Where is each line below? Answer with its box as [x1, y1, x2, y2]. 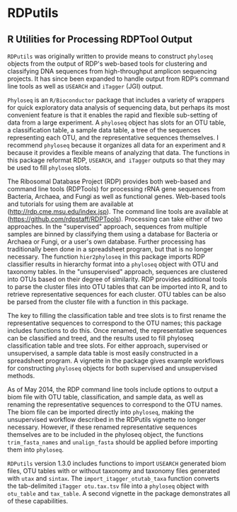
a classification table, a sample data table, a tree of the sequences [7, 126, 201, 134]
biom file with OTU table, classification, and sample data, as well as [7, 393, 204, 401]
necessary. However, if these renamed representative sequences [7, 423, 197, 431]
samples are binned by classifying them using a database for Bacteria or [7, 230, 219, 238]
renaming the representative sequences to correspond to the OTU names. [7, 400, 223, 409]
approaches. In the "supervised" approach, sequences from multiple [7, 222, 207, 231]
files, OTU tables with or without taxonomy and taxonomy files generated [7, 467, 221, 475]
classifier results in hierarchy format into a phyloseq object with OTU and [7, 260, 219, 268]
